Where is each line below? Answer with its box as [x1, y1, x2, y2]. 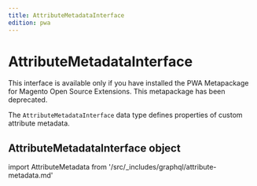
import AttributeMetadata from [8, 162, 108, 172]
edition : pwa [8, 19, 51, 27]
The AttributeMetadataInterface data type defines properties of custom [8, 111, 243, 120]
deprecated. [8, 95, 48, 104]
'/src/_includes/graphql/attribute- [108, 162, 217, 172]
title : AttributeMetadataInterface [8, 11, 125, 20]
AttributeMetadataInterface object [8, 141, 181, 155]
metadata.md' [8, 170, 53, 181]
